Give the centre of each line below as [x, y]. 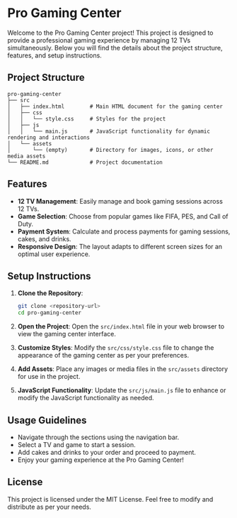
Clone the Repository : [50, 293]
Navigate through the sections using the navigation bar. [98, 437]
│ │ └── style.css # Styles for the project [87, 119]
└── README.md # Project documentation [85, 162]
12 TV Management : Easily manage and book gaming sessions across [120, 201]
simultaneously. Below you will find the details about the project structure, [115, 48]
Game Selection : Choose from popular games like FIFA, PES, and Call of [123, 216]
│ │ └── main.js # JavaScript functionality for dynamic [109, 131]
